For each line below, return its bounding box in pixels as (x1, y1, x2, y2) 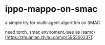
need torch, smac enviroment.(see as (5, 29, 80, 35)
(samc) (81, 29, 95, 35)
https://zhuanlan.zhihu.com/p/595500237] (6, 34, 93, 40)
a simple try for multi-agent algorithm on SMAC (5, 20, 100, 25)
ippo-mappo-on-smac (5, 3, 98, 15)
